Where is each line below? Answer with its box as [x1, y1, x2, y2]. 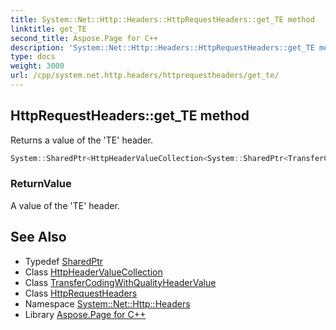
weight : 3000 [10, 61, 65, 71]
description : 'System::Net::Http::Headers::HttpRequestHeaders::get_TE [10, 42, 315, 53]
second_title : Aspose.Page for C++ [10, 33, 159, 43]
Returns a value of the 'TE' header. [10, 134, 153, 146]
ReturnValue [10, 177, 72, 191]
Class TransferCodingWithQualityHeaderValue [24, 276, 217, 288]
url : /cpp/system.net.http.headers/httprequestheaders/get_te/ [10, 71, 280, 81]
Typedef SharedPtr [24, 255, 104, 267]
